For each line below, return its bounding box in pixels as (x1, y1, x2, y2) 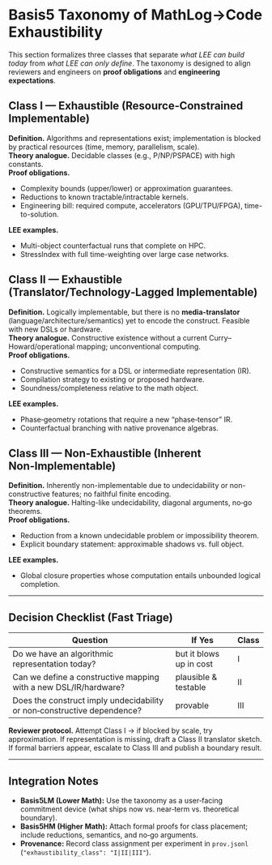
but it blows (175, 649, 220, 660)
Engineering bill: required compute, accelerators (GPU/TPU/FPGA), (19, 200, 243, 210)
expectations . (8, 75, 57, 85)
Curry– (209, 332, 232, 342)
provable (175, 700, 209, 711)
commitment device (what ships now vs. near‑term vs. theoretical (19, 804, 240, 814)
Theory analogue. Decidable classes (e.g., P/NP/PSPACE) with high (8, 150, 236, 160)
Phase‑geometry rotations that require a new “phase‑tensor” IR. (19, 414, 233, 424)
